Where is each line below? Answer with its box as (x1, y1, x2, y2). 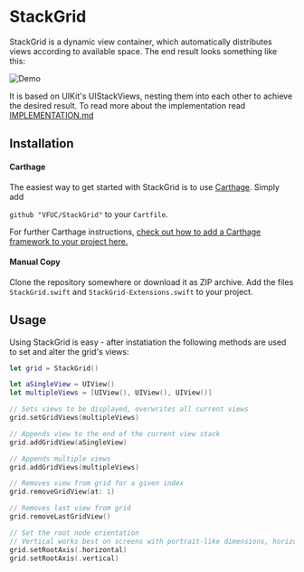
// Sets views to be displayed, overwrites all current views (9, 405, 249, 414)
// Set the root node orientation (9, 528, 140, 538)
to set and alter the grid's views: (9, 346, 129, 357)
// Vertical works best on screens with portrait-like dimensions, (9, 537, 270, 546)
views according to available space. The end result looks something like (9, 45, 278, 56)
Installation (9, 136, 74, 151)
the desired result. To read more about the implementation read (9, 100, 246, 110)
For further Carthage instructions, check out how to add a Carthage (9, 226, 261, 237)
